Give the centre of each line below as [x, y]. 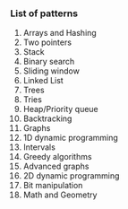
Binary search [49, 62]
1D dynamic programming [71, 138]
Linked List [43, 81]
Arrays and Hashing [60, 33]
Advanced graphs [56, 166]
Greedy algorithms [57, 157]
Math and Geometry [60, 195]
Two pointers [47, 42]
